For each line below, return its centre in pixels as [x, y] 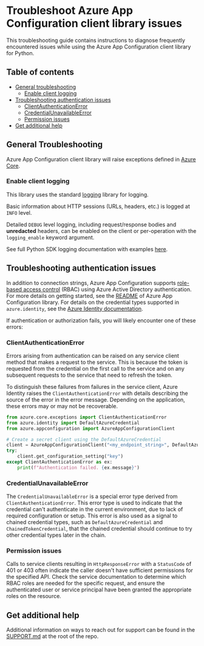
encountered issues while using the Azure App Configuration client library [99, 47]
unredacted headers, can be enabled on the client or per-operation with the [101, 230]
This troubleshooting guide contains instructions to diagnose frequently [96, 40]
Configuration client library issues [94, 23]
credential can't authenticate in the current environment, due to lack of [95, 510]
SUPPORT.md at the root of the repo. [53, 636]
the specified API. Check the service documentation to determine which [96, 577]
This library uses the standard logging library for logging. [77, 194]
